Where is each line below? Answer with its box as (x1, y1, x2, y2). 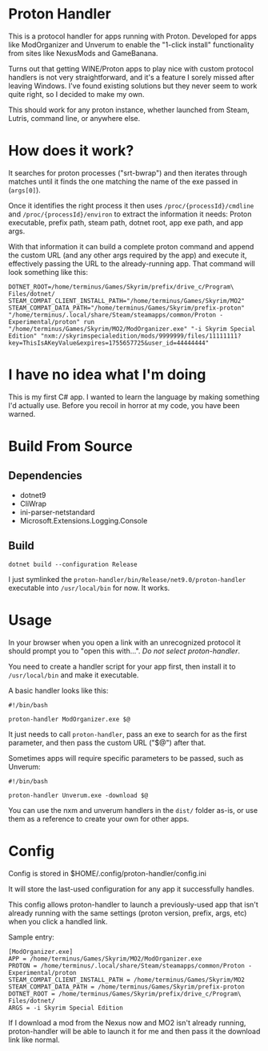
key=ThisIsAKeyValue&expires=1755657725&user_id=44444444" (8, 338, 210, 347)
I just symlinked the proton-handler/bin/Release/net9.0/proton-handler (8, 574, 246, 584)
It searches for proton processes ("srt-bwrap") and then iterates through (8, 168, 248, 177)
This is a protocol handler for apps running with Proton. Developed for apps (8, 31, 258, 41)
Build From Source (8, 438, 134, 455)
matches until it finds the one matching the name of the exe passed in (8, 176, 238, 186)
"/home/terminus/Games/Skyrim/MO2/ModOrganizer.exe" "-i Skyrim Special (8, 325, 256, 333)
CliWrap (19, 499, 46, 508)
